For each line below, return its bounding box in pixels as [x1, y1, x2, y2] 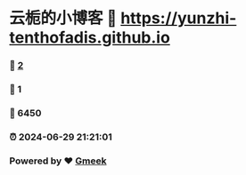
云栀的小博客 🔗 [9, 8, 118, 28]
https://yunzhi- [119, 8, 237, 28]
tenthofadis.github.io [9, 28, 171, 48]
